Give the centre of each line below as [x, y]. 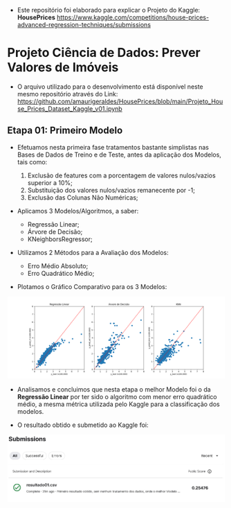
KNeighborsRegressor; [60, 239]
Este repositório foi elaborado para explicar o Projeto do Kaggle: [109, 10]
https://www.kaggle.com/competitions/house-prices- [133, 17]
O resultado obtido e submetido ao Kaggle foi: [83, 425]
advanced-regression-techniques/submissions [84, 25]
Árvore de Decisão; [55, 231]
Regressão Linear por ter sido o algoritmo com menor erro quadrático [117, 396]
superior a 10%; [50, 182]
